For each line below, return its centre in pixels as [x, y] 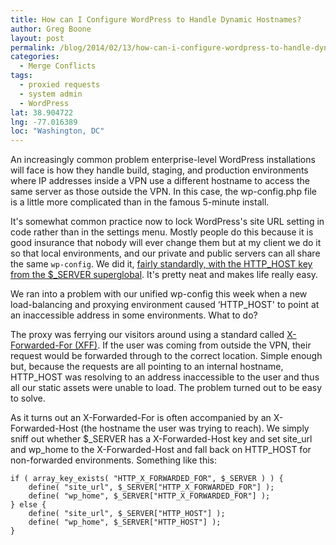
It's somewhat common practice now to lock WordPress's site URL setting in [167, 222]
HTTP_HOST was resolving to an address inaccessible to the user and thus [165, 377]
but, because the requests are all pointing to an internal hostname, [147, 367]
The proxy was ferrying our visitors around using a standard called [147, 335]
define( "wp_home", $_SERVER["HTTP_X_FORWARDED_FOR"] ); [149, 496]
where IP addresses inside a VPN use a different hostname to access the [160, 181]
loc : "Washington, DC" [57, 131]
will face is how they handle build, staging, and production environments [159, 170]
